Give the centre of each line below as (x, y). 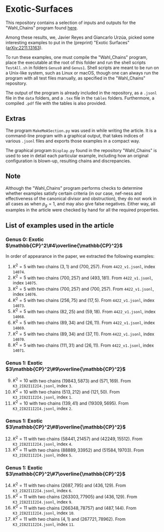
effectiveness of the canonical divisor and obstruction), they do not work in (81, 198)
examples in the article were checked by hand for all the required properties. (82, 210)
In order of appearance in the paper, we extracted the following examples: (80, 256)
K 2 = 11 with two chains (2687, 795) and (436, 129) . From (69, 485)
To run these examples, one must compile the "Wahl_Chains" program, (77, 57)
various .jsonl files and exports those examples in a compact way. (73, 141)
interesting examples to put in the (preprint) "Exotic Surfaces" (68, 42)
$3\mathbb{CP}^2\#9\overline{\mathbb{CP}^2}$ (66, 369)
